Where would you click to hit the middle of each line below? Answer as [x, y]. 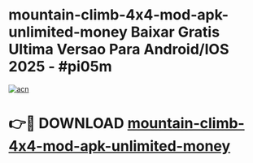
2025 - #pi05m [60, 67]
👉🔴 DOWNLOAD [66, 124]
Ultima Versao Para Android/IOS [119, 49]
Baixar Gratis [175, 32]
